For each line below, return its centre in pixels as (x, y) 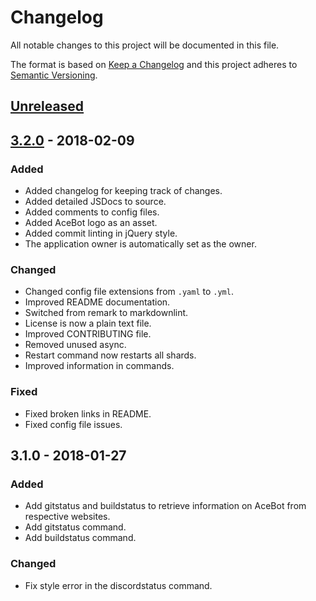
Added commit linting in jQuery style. (101, 233)
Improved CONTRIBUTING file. (88, 334)
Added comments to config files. (92, 212)
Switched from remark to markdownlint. (106, 313)
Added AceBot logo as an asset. (91, 223)
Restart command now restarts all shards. (110, 355)
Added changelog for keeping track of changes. (123, 191)
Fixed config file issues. (73, 424)
